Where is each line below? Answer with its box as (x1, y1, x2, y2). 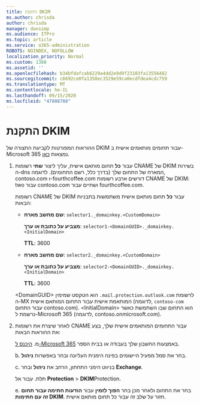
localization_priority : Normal (6, 53, 84, 59)
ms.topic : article (6, 37, 52, 43)
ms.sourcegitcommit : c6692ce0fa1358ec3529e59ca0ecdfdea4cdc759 (6, 76, 168, 82)
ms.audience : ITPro (6, 31, 55, 37)
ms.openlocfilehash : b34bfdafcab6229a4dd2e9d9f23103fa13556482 (6, 70, 168, 76)
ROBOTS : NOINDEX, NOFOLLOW (6, 48, 74, 54)
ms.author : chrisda (6, 14, 55, 20)
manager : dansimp (6, 25, 50, 32)
